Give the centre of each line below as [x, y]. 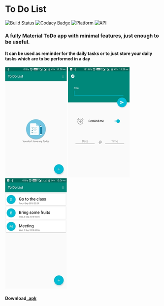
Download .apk [21, 298]
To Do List [26, 9]
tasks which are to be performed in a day [48, 59]
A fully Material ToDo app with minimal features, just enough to [82, 36]
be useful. [17, 42]
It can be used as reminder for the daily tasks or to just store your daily [79, 53]
